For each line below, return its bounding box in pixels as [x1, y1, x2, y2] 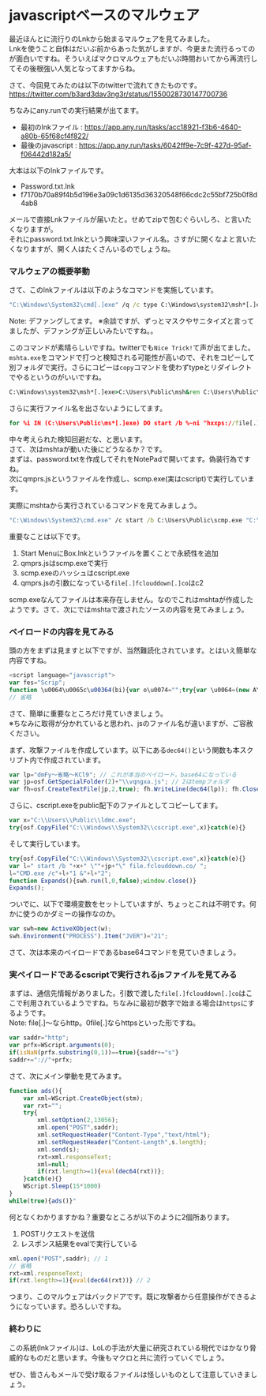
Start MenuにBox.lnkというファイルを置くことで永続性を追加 [20, 548, 219, 558]
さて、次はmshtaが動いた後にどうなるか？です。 [9, 444, 167, 454]
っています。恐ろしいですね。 [29, 1302, 126, 1312]
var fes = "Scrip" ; [9, 679, 66, 687]
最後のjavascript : [20, 140, 77, 150]
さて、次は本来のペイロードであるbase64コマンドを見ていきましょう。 [9, 948, 241, 957]
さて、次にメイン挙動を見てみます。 [9, 1071, 126, 1080]
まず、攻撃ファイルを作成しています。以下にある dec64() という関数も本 [9, 745, 240, 754]
